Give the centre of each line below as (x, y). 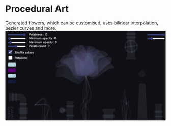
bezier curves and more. (31, 28)
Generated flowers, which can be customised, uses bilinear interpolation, (82, 23)
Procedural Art (37, 9)
